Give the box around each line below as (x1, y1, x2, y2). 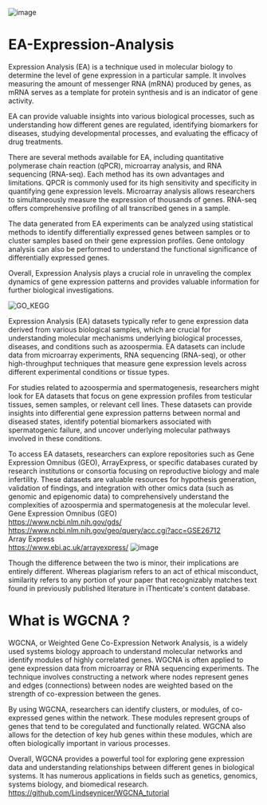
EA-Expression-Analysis (8, 36, 175, 54)
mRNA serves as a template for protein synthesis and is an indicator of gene (8, 87, 258, 97)
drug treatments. (8, 137, 64, 146)
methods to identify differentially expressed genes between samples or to (8, 227, 251, 237)
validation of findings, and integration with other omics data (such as (8, 483, 234, 492)
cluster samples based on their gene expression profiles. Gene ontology (8, 236, 245, 245)
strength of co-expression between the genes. (8, 688, 162, 699)
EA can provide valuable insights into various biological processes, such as (8, 111, 255, 121)
